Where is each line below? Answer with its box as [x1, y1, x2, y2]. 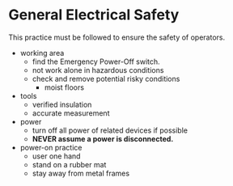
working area [19, 48, 65, 57]
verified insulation [32, 99, 92, 109]
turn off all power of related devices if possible [32, 125, 189, 135]
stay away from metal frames [32, 168, 130, 178]
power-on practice [19, 142, 83, 152]
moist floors [44, 82, 85, 92]
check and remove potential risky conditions [32, 74, 180, 83]
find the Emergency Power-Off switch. [32, 57, 160, 66]
